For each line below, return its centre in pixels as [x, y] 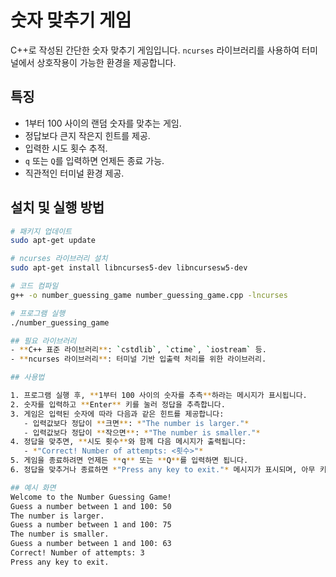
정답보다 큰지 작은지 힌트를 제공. [87, 135]
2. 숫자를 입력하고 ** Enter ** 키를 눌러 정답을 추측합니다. [118, 404]
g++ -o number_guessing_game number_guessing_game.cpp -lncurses [149, 295]
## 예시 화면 [33, 487]
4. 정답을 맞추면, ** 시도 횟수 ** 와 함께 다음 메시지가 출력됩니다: [128, 442]
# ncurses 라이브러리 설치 [59, 259]
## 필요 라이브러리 [43, 341]
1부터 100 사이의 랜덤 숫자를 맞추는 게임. [103, 123]
